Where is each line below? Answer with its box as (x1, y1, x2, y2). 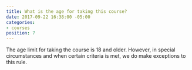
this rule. (6, 59, 28, 66)
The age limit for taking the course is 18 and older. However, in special (6, 46, 176, 53)
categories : (6, 19, 35, 25)
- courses (6, 24, 31, 31)
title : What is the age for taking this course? (6, 8, 127, 15)
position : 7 (6, 30, 35, 36)
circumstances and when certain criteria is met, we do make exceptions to (6, 52, 186, 60)
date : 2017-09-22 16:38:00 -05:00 (6, 14, 91, 20)
